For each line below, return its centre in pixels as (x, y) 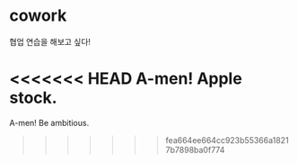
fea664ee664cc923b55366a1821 (227, 140)
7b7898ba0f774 (195, 149)
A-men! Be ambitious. (49, 122)
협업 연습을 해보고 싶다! (50, 41)
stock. (33, 98)
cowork (38, 16)
